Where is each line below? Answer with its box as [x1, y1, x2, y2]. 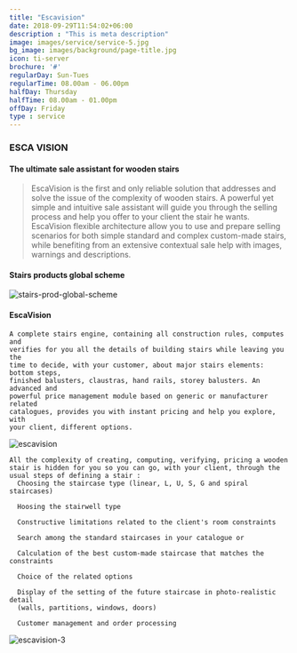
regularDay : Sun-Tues [9, 71, 90, 80]
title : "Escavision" [9, 12, 86, 22]
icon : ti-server [9, 54, 69, 63]
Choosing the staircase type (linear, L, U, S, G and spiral [17, 479, 249, 488]
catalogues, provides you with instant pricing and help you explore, [9, 407, 277, 416]
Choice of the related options [17, 572, 133, 581]
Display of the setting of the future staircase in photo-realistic [17, 587, 277, 596]
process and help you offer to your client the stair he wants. [30, 211, 251, 222]
